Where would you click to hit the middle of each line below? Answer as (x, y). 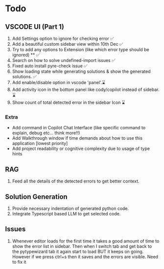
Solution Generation (36, 196)
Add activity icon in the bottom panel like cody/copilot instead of (77, 90)
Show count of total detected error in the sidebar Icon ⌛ (69, 102)
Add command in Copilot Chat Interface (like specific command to (79, 128)
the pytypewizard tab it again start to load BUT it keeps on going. (78, 251)
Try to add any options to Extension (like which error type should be (81, 49)
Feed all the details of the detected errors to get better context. (76, 181)
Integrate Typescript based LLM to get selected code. (66, 213)
